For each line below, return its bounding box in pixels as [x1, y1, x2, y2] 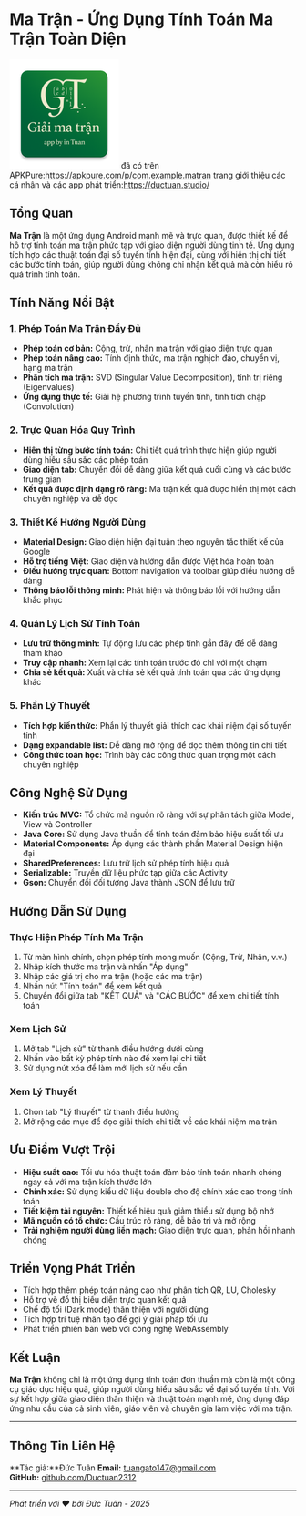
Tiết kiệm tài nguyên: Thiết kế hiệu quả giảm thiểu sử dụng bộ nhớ [22, 1205, 275, 1216]
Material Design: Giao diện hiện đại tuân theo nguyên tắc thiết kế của [22, 537, 284, 548]
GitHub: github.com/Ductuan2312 [9, 1471, 137, 1482]
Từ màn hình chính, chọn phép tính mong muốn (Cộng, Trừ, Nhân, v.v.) [22, 952, 288, 963]
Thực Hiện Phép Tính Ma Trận [9, 930, 144, 943]
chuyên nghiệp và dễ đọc [22, 493, 118, 504]
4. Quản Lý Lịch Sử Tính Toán [9, 617, 141, 630]
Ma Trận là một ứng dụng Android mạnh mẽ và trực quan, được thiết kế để [9, 230, 289, 241]
